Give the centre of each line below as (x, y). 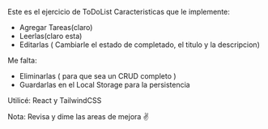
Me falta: (22, 60)
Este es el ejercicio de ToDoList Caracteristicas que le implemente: (119, 12)
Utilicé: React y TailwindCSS (55, 100)
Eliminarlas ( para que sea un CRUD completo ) (98, 76)
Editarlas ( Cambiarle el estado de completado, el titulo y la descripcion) (139, 45)
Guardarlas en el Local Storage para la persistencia (105, 85)
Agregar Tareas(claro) (56, 27)
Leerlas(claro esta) (51, 36)
